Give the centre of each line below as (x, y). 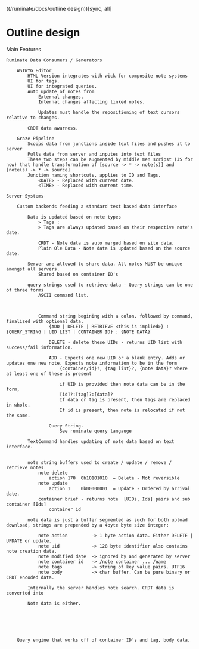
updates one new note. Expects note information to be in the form (92, 363)
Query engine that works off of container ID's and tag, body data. (104, 640)
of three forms (25, 290)
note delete (53, 473)
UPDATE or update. (29, 541)
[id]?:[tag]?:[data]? (86, 394)
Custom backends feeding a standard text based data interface (97, 206)
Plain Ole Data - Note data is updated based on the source (114, 248)
